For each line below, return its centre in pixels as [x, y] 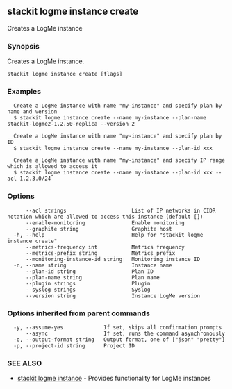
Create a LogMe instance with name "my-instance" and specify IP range [119, 160]
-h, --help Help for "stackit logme [108, 235]
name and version [32, 112]
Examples [24, 92]
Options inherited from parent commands [79, 313]
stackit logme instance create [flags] [65, 74]
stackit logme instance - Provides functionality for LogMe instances [114, 379]
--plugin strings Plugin [88, 283]
